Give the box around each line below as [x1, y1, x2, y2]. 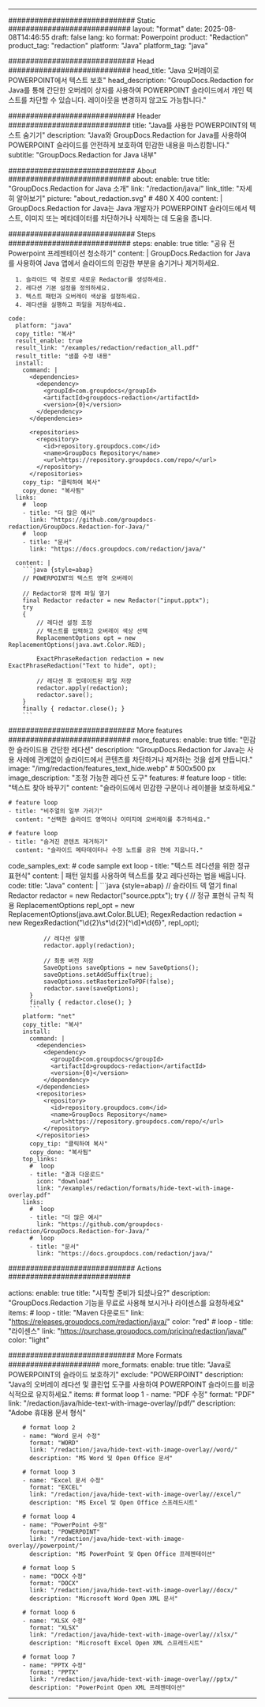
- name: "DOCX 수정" [22, 1573, 87, 1580]
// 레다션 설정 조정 [36, 619, 92, 626]
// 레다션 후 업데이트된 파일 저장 [36, 677, 132, 685]
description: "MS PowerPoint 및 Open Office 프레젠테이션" [28, 1550, 216, 1558]
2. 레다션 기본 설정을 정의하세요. [15, 284, 110, 292]
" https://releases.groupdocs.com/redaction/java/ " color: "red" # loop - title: [8, 1317, 254, 1326]
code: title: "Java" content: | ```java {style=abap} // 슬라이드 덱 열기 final [8, 881, 237, 890]
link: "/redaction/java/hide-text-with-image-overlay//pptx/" [28, 1675, 238, 1683]
